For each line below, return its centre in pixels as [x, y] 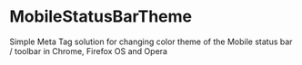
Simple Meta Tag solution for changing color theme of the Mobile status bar [151, 42]
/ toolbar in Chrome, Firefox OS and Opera [89, 51]
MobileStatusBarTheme [101, 17]
